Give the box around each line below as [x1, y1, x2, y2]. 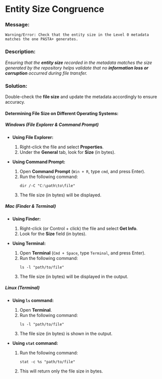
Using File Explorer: [12, 134, 53, 140]
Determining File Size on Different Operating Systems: [5, 110, 119, 116]
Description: [5, 48, 36, 55]
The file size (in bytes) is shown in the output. [19, 330, 113, 336]
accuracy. [5, 99, 26, 105]
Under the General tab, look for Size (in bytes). [19, 149, 116, 155]
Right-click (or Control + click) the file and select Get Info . [19, 225, 138, 231]
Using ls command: [12, 297, 54, 303]
